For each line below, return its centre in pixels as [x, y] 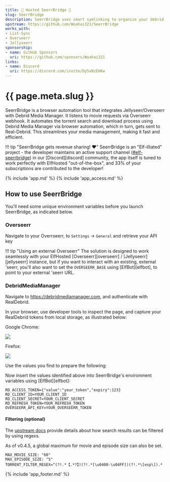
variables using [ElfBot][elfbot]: [38, 381]
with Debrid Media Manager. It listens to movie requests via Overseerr [78, 115]
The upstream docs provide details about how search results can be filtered [84, 430]
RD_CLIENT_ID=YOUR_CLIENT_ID [36, 395]
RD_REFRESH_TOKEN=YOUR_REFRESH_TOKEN [45, 404]
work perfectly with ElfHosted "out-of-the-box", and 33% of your [73, 163]
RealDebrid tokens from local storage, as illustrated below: [66, 317]
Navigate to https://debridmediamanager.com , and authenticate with [77, 297]
